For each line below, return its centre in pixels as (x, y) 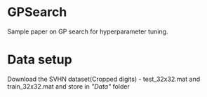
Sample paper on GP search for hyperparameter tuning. (88, 31)
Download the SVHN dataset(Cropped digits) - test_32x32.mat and (104, 79)
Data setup (40, 60)
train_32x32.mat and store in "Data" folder (68, 86)
